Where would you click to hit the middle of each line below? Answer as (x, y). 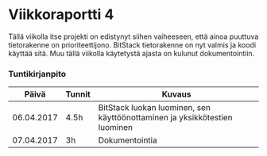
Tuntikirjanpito (37, 74)
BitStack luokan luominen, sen (154, 108)
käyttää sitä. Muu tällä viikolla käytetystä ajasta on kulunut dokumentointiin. (132, 53)
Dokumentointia (128, 140)
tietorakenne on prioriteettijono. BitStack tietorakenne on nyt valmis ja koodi (132, 44)
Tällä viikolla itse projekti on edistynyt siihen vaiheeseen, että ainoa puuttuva (133, 36)
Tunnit (78, 94)
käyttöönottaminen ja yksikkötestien (165, 118)
